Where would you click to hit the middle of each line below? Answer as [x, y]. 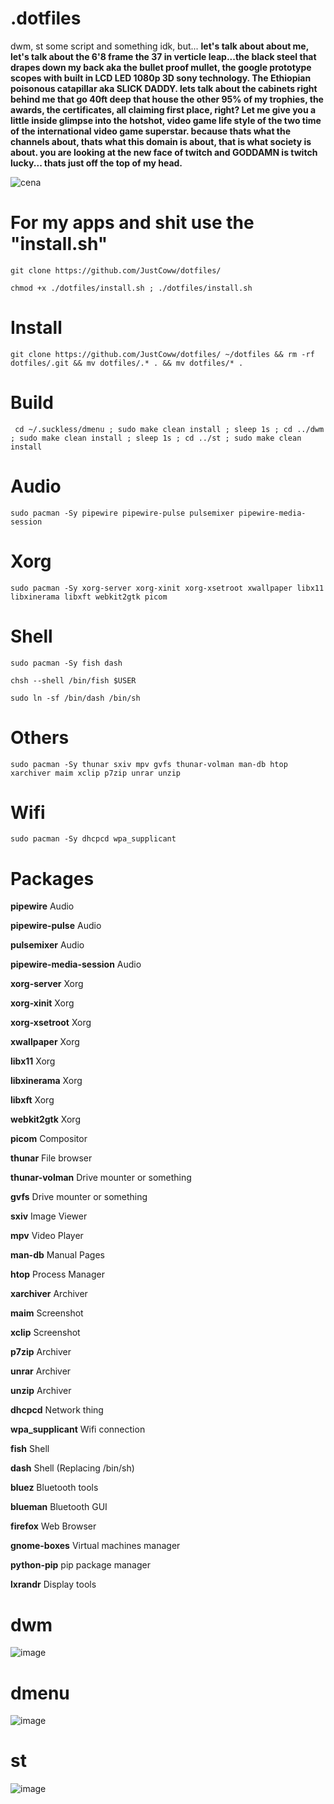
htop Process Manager [57, 1274]
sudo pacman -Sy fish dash [66, 663]
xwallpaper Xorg [45, 1042]
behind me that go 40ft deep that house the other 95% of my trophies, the [167, 99]
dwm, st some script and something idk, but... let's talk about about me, [159, 46]
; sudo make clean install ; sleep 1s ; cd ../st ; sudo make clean [156, 438]
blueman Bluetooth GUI [59, 1507]
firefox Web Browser [53, 1526]
